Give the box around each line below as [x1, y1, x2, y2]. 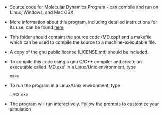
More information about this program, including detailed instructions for [9, 19, 157, 25]
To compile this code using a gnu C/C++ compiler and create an [9, 59, 142, 64]
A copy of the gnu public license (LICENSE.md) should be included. [9, 49, 149, 55]
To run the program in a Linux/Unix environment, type [9, 82, 121, 88]
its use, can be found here [9, 24, 64, 30]
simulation [9, 106, 31, 112]
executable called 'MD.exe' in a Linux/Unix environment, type [9, 64, 136, 70]
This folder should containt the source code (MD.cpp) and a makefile [9, 34, 152, 40]
